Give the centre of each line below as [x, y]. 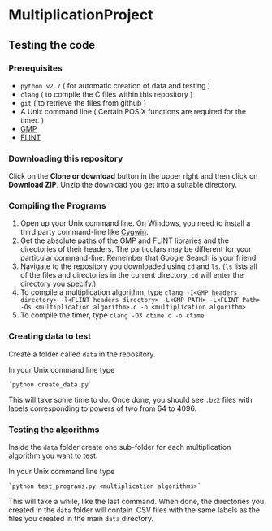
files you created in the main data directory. [81, 519]
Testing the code [52, 45]
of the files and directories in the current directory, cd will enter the [132, 275]
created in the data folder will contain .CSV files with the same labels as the [134, 510]
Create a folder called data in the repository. [82, 354]
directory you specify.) [58, 284]
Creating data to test [50, 336]
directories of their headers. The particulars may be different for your [136, 249]
